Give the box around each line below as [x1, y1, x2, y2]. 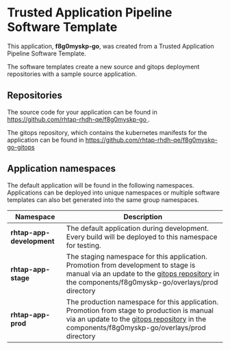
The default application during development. [66, 223, 209, 233]
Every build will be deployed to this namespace [66, 232, 218, 241]
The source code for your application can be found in [7, 108, 157, 116]
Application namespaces [7, 163, 116, 175]
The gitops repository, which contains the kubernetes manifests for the [7, 128, 207, 136]
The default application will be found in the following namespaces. [7, 181, 194, 189]
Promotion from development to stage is [66, 260, 196, 270]
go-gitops [7, 142, 36, 151]
